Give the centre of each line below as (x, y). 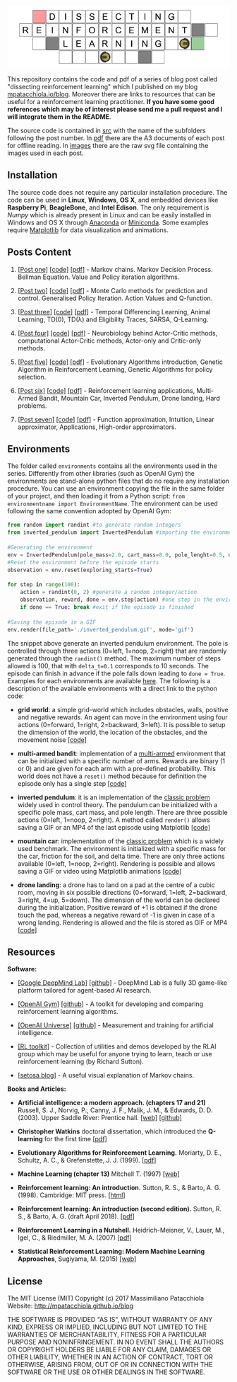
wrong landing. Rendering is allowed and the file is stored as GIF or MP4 (122, 923)
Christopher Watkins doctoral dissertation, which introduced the (112, 1131)
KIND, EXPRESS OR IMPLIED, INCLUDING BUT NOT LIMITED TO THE (107, 1327)
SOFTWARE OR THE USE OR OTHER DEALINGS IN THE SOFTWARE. (106, 1372)
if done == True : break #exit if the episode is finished (107, 607)
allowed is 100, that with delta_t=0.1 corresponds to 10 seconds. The (108, 666)
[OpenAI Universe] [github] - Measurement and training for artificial (115, 1025)
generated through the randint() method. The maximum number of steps (114, 658)
